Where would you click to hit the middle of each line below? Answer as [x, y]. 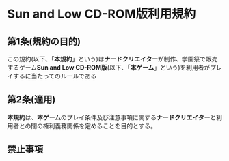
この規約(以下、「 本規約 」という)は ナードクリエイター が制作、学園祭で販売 [112, 59]
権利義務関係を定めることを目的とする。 [100, 126]
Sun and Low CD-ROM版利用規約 [102, 14]
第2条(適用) [31, 100]
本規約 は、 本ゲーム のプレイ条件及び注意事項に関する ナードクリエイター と [112, 117]
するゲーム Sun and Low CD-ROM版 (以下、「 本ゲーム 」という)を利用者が [109, 68]
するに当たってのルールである [55, 76]
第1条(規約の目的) [44, 41]
